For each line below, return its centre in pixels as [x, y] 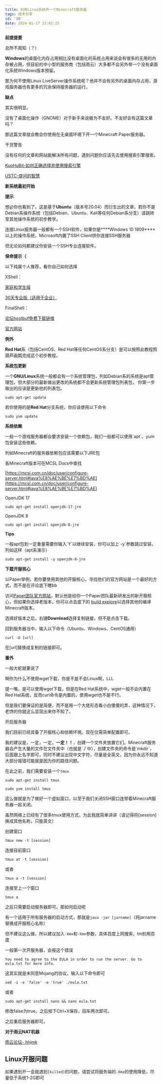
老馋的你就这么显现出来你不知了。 [39, 711]
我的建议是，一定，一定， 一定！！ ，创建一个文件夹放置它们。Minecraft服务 [81, 742]
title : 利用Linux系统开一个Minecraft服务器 [46, 10]
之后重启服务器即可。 [26, 1022]
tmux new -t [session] [28, 841]
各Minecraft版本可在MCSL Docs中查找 [43, 463]
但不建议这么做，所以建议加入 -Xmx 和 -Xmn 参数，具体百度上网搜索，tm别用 [78, 934]
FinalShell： [17, 308]
